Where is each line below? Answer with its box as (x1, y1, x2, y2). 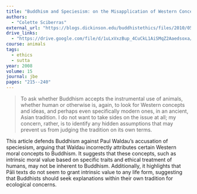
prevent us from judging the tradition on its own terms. (20, 126, 152, 133)
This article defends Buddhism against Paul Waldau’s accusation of (6, 138, 168, 144)
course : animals (6, 41, 46, 47)
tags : (6, 47, 19, 53)
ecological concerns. (6, 181, 57, 188)
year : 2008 (6, 63, 33, 69)
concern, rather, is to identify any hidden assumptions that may (20, 120, 174, 127)
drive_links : (6, 30, 38, 36)
